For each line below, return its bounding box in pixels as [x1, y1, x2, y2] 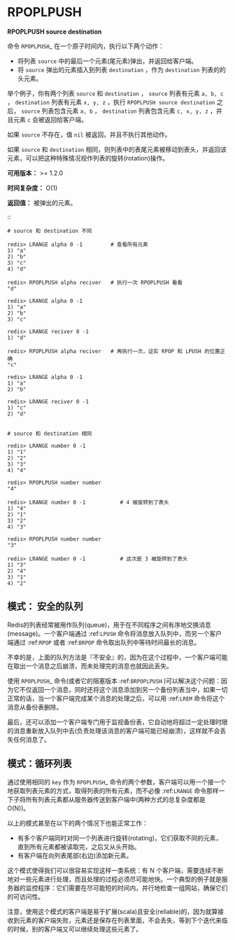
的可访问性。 [7, 892, 44, 901]
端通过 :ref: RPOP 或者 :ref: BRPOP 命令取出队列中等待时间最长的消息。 [7, 638, 201, 647]
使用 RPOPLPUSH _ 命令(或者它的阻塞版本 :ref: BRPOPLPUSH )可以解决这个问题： [7, 677, 222, 685]
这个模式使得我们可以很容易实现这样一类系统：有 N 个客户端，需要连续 [7, 866, 212, 874]
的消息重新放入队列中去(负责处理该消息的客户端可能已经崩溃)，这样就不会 [7, 726, 220, 735]
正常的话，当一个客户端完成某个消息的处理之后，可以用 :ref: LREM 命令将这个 [7, 694, 225, 703]
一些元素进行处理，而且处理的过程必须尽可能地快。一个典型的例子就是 [19, 875, 222, 883]
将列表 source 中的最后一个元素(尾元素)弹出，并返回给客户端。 [17, 57, 198, 65]
